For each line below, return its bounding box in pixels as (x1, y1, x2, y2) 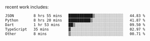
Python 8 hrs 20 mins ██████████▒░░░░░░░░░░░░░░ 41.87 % (5, 18, 146, 23)
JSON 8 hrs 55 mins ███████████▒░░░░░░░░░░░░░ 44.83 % (5, 14, 146, 18)
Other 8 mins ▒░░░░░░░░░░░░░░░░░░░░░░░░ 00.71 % (5, 31, 146, 36)
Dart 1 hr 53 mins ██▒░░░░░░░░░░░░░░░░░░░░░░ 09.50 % (5, 22, 146, 27)
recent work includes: (5, 4, 49, 10)
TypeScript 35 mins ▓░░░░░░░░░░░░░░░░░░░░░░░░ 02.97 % (5, 27, 146, 32)
